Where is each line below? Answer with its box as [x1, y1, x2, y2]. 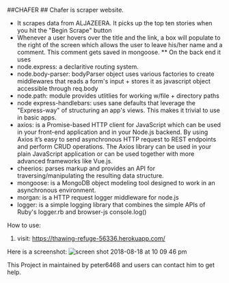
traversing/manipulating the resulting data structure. [16, 172, 164, 180]
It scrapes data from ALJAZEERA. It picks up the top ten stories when [16, 19, 213, 27]
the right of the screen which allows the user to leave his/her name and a [16, 41, 223, 49]
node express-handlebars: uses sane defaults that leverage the [16, 99, 196, 107]
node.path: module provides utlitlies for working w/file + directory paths [16, 92, 220, 100]
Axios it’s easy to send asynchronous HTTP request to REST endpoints [16, 135, 217, 143]
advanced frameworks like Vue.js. [16, 157, 113, 165]
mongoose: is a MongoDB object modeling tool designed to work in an [16, 179, 215, 187]
